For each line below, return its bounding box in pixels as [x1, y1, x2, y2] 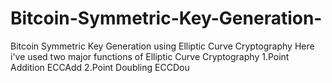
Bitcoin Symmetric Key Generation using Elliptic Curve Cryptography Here [10, 40, 315, 52]
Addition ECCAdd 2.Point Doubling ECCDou [10, 61, 190, 73]
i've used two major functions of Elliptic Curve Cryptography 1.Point [10, 50, 290, 62]
